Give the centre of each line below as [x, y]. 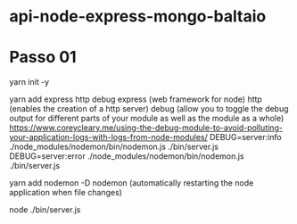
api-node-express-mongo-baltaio [138, 17]
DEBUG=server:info [246, 137]
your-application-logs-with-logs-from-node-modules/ [108, 137]
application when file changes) [66, 193]
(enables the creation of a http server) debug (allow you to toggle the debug [149, 109]
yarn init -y [29, 82]
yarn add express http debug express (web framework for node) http [136, 99]
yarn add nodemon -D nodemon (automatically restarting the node [132, 183]
